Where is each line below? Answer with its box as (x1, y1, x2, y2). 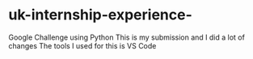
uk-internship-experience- (8, 6, 192, 24)
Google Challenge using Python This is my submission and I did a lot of (8, 32, 245, 42)
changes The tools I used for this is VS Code (8, 40, 157, 50)
